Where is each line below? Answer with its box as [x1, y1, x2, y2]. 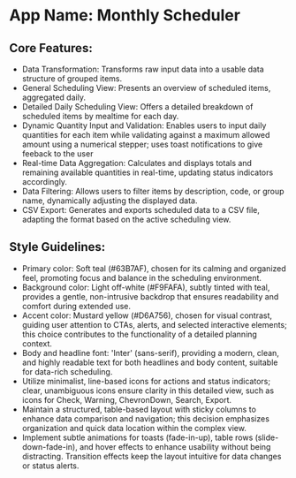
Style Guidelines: [9, 239, 106, 254]
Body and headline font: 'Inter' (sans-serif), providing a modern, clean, [21, 347, 280, 358]
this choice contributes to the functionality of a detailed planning [21, 329, 258, 339]
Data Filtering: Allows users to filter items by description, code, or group [21, 186, 285, 196]
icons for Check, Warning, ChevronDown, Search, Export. [21, 394, 232, 405]
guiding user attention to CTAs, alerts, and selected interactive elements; [21, 319, 287, 330]
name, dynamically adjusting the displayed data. [21, 195, 198, 206]
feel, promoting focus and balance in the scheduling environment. [21, 272, 262, 283]
